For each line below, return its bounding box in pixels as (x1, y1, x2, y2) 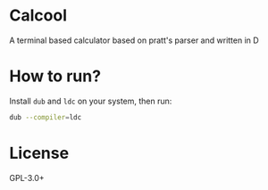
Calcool (9, 5, 67, 26)
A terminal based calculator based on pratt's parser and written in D (9, 35, 259, 45)
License (9, 143, 70, 163)
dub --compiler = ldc (9, 112, 82, 121)
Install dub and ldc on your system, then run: (9, 95, 172, 106)
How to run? (9, 66, 101, 87)
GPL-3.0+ (9, 172, 45, 183)
